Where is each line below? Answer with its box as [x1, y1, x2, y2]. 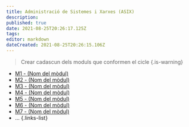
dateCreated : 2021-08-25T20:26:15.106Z [6, 42, 106, 48]
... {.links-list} [14, 114, 48, 121]
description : [6, 14, 39, 20]
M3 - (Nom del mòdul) [14, 82, 70, 89]
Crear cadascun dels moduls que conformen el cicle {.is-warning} [20, 58, 184, 66]
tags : [6, 31, 20, 37]
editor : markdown [6, 36, 49, 42]
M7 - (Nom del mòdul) [14, 108, 70, 115]
